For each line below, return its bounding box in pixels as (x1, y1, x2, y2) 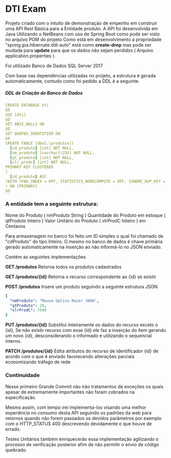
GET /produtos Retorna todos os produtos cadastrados (5, 263, 121, 269)
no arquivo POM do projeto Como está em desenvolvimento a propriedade (5, 36, 162, 43)
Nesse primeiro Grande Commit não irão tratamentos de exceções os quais (5, 383, 164, 389)
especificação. (5, 394, 37, 400)
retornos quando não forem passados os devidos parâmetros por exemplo (5, 415, 162, 421)
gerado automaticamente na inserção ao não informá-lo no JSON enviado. (5, 244, 162, 250)
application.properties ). (5, 52, 56, 59)
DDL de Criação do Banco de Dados (5, 90, 83, 96)
